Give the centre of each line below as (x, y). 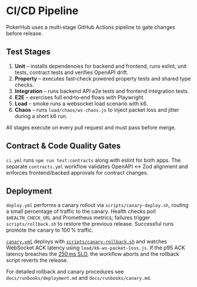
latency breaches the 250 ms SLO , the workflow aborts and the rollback (93, 254)
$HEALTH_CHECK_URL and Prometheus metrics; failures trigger (78, 218)
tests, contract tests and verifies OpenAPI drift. (71, 72)
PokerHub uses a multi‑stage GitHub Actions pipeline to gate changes (91, 27)
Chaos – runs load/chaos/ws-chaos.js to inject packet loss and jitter (97, 109)
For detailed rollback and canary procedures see (65, 272)
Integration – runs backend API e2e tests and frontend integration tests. (102, 91)
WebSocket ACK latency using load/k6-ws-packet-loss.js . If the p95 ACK (96, 248)
